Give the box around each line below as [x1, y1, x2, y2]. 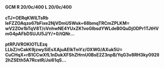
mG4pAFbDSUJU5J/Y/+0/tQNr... [5, 31, 75, 37]
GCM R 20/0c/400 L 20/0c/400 [5, 4, 72, 10]
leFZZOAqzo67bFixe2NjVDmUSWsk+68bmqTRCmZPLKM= [5, 20, 130, 26]
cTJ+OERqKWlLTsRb [5, 15, 49, 21]
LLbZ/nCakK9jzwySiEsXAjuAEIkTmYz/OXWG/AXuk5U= [5, 47, 123, 53]
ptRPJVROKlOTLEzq [5, 41, 48, 47]
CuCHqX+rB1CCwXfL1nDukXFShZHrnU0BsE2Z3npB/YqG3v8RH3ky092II [5, 52, 160, 58]
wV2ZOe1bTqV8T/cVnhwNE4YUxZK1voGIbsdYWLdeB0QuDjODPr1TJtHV [5, 25, 159, 32]
